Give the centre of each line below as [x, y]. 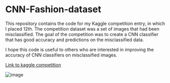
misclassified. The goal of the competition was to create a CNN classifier [82, 34]
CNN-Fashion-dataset [53, 9]
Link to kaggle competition [33, 65]
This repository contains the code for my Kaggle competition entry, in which [85, 23]
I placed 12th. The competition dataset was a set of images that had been [82, 29]
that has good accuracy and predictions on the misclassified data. [75, 40]
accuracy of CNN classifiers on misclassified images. [61, 55]
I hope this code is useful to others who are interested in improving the [80, 49]
